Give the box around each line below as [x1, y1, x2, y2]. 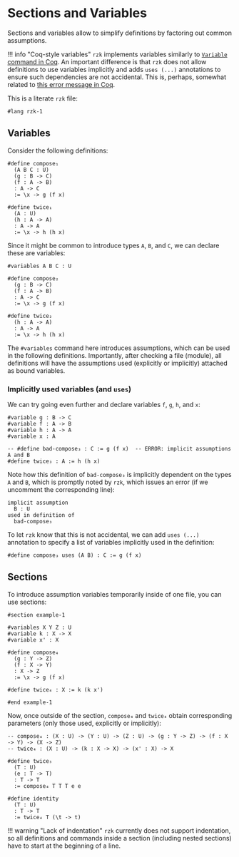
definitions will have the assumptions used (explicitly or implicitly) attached [7, 359, 228, 367]
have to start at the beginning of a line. [7, 841, 121, 850]
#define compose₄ [7, 649, 59, 656]
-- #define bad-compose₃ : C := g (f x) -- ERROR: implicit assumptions [7, 446, 232, 453]
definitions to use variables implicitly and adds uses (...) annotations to [7, 65, 221, 73]
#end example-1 [7, 699, 53, 706]
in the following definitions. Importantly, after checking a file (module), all [7, 351, 223, 359]
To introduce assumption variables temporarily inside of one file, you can [7, 590, 222, 598]
